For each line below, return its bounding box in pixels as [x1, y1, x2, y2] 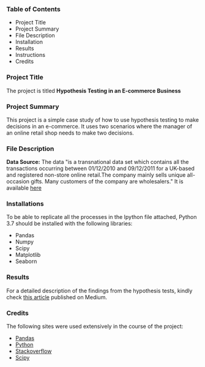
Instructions [15, 51, 46, 59]
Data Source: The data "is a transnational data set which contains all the [6, 158, 189, 166]
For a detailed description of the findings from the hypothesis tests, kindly [6, 287, 193, 294]
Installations [6, 199, 44, 208]
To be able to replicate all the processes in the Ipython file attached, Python [6, 213, 197, 221]
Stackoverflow [15, 347, 52, 355]
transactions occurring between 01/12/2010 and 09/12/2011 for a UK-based [6, 165, 195, 172]
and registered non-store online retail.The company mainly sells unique [6, 171, 186, 179]
